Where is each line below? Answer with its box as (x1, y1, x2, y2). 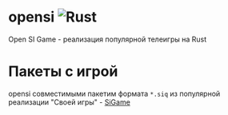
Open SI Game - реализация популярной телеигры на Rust (8, 34, 207, 44)
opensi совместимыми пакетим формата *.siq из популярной (8, 89, 221, 98)
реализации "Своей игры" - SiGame (8, 97, 130, 107)
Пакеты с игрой (8, 62, 118, 81)
